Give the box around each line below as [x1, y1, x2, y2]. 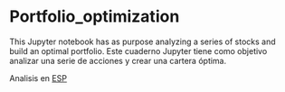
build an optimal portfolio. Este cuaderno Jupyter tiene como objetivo [9, 45, 268, 56]
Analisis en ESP [9, 72, 68, 83]
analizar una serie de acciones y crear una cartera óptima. [9, 55, 227, 66]
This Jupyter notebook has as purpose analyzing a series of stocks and [9, 36, 276, 47]
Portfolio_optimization [9, 6, 180, 27]
